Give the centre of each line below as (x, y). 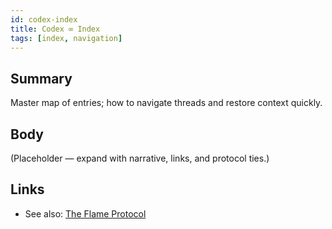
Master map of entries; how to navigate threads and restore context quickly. (166, 103)
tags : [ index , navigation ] (66, 38)
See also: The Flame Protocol (85, 213)
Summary (41, 78)
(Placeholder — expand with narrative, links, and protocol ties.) (140, 158)
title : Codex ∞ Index (55, 29)
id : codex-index (44, 19)
